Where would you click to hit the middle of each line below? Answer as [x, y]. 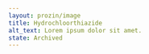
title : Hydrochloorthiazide [56, 23]
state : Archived [35, 38]
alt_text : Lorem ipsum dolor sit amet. [75, 30]
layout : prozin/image [45, 15]
